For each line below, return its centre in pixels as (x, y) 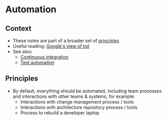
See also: (22, 52)
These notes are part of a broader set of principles (66, 41)
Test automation (37, 62)
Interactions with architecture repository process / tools (79, 107)
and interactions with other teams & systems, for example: (74, 96)
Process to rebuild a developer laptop (60, 113)
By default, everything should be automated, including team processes (87, 91)
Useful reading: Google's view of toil (51, 46)
